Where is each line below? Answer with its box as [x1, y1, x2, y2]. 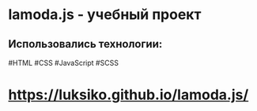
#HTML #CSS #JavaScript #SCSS [8, 58, 119, 67]
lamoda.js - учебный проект [8, 6, 202, 24]
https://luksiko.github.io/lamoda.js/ [8, 86, 249, 104]
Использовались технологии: [8, 37, 163, 51]
